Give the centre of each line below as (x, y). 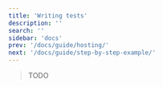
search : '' (26, 30)
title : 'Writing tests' (48, 16)
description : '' (35, 23)
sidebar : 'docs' (35, 38)
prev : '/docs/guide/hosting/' (59, 45)
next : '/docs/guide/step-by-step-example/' (82, 53)
